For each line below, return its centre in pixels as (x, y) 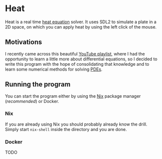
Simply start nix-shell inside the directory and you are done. (66, 129)
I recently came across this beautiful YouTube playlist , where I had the (75, 54)
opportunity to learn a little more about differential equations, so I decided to (81, 59)
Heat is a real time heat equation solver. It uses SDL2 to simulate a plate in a (81, 22)
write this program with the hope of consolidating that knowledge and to (77, 64)
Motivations (24, 42)
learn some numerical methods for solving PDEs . (54, 69)
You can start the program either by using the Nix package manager (73, 96)
